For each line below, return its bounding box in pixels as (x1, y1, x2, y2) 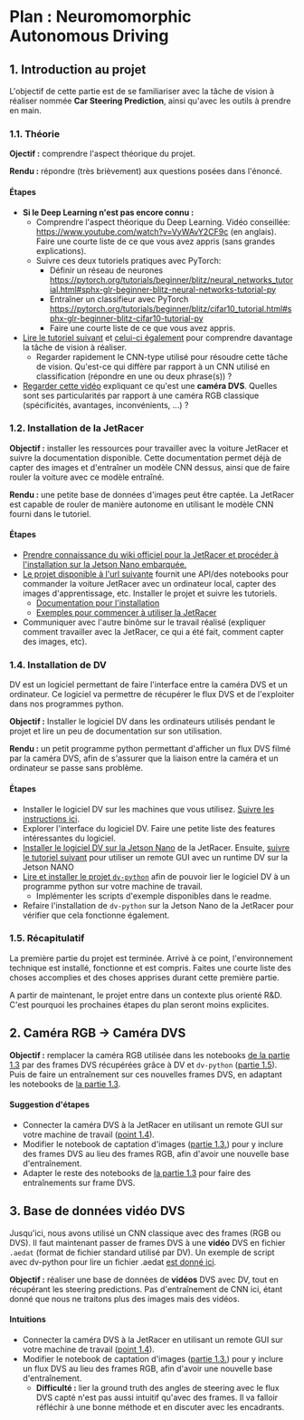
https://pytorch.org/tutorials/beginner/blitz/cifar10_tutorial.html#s (49, 303, 292, 314)
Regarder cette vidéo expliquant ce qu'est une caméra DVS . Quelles (22, 380, 278, 391)
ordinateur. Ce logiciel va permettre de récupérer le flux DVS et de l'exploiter (9, 689, 295, 700)
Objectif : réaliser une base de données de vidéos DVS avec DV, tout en (9, 1274, 279, 1285)
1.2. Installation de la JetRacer (9, 422, 145, 434)
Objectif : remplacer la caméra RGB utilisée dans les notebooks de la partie (9, 1049, 290, 1060)
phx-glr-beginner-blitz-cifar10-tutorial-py (49, 313, 204, 324)
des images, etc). (22, 637, 88, 647)
